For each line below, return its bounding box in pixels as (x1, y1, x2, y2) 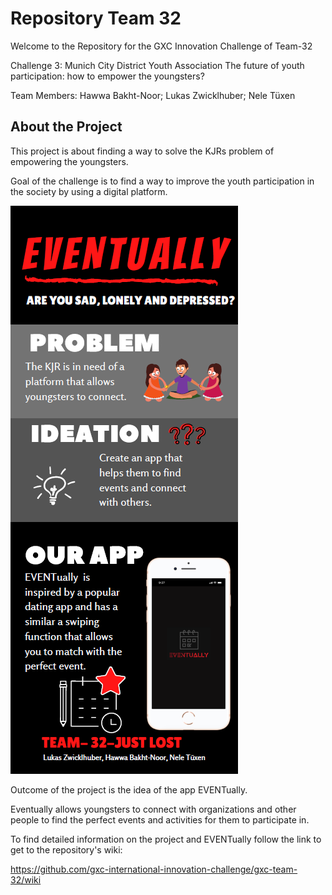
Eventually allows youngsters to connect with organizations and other (10, 803, 297, 815)
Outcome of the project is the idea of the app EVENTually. (10, 783, 248, 796)
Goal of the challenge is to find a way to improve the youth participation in (10, 175, 315, 187)
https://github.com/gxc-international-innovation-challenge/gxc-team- (10, 863, 298, 875)
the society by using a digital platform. (10, 185, 168, 197)
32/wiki (10, 873, 42, 886)
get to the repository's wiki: (10, 843, 123, 856)
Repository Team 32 (10, 7, 182, 30)
